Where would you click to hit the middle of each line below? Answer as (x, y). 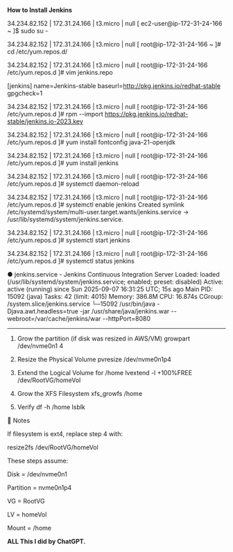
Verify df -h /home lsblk (51, 407)
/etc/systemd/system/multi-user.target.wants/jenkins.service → (98, 212)
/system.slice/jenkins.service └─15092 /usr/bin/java (81, 304)
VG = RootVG (26, 501)
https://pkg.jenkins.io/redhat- (146, 114)
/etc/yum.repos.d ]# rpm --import (55, 114)
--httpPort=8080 (127, 319)
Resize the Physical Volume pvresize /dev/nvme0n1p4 (94, 359)
